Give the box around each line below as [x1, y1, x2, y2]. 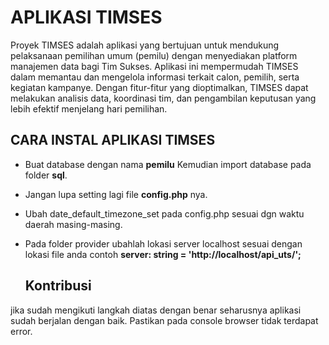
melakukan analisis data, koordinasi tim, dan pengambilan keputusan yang [10, 92, 317, 104]
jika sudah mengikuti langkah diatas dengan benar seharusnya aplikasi [10, 304, 302, 316]
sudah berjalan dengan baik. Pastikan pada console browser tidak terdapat [10, 314, 319, 326]
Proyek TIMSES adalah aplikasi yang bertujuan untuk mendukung [10, 39, 280, 51]
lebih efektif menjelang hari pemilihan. [10, 102, 168, 115]
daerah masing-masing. [24, 218, 123, 230]
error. [10, 325, 33, 337]
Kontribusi [24, 277, 92, 295]
